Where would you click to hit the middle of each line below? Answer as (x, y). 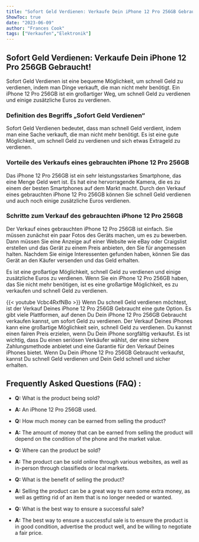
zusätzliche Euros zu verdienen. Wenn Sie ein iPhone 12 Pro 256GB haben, (97, 278)
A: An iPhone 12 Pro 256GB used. (56, 409)
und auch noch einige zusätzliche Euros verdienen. (69, 201)
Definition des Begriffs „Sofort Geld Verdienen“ (76, 115)
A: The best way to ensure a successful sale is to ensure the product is (101, 520)
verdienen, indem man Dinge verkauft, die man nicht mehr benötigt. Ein (93, 87)
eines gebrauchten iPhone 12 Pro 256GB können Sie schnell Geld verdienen (99, 194)
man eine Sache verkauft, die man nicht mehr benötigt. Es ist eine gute (92, 134)
